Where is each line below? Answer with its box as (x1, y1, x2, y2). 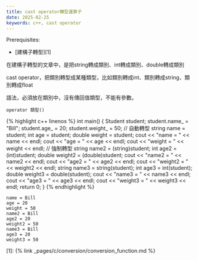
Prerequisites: (6, 36, 41, 44)
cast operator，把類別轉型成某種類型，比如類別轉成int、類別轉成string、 (6, 74, 185, 81)
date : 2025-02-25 (6, 14, 49, 20)
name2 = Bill (6, 210, 39, 217)
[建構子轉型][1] (14, 48, 51, 56)
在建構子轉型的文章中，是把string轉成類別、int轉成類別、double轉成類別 (6, 61, 185, 69)
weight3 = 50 (6, 237, 39, 243)
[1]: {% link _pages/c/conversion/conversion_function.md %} (6, 247, 156, 255)
